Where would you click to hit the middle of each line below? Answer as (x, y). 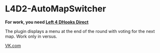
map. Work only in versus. (31, 36)
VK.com (13, 45)
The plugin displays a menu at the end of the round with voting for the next (80, 31)
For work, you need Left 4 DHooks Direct (47, 22)
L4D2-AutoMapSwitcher (55, 9)
